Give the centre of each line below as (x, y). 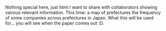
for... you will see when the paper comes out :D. (55, 23)
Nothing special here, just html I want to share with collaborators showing (81, 7)
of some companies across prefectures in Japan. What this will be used (79, 18)
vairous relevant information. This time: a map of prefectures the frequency (83, 12)
